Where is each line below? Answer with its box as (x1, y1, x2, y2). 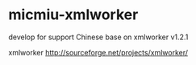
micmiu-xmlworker (8, 6, 139, 24)
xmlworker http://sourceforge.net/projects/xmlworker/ (8, 47, 188, 57)
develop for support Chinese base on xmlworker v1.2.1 (8, 32, 189, 42)
